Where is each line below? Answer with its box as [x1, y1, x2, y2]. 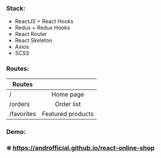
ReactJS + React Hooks [14, 18, 74, 25]
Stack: [6, 4, 26, 13]
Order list [54, 100, 81, 108]
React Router [14, 31, 47, 38]
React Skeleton [14, 37, 53, 44]
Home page [51, 90, 85, 98]
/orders [9, 100, 30, 108]
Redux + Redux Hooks [14, 24, 71, 31]
